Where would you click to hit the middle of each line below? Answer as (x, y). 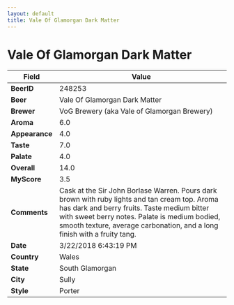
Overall (23, 168)
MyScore (26, 179)
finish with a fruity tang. (98, 235)
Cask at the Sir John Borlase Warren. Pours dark (138, 191)
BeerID (22, 89)
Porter (69, 291)
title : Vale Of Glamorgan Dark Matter (63, 20)
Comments (30, 212)
